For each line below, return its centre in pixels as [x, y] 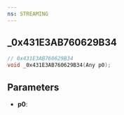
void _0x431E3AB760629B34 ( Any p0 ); [59, 65]
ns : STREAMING [28, 14]
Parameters [33, 87]
